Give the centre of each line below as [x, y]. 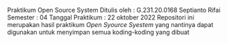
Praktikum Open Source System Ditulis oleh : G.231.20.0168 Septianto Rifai [114, 10]
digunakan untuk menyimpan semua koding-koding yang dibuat [98, 32]
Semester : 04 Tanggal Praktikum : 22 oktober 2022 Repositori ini [101, 17]
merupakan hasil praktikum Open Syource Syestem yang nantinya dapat [110, 25]
